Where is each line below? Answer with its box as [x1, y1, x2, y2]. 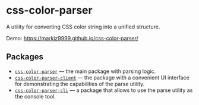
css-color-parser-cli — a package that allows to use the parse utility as [14, 87, 193, 94]
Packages [6, 52, 43, 62]
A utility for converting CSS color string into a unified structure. [6, 23, 160, 30]
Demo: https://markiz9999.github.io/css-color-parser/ [6, 34, 138, 42]
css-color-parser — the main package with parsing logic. [14, 68, 156, 75]
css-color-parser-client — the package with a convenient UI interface [14, 74, 190, 81]
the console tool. [14, 93, 56, 100]
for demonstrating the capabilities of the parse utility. [14, 80, 145, 87]
